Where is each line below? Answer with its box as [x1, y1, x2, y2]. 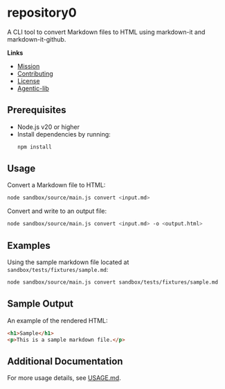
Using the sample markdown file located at [7, 258, 129, 266]
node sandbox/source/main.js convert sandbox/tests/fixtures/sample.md [7, 279, 218, 286]
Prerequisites [7, 104, 66, 116]
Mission [17, 62, 40, 70]
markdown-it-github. [7, 35, 66, 43]
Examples [7, 239, 51, 251]
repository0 [7, 5, 78, 21]
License [17, 76, 40, 85]
